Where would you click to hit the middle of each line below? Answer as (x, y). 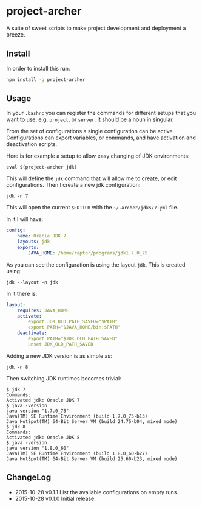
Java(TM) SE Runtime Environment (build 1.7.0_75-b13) (77, 416)
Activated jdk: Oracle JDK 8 (43, 437)
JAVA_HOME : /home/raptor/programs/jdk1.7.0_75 (88, 253)
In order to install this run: (38, 68)
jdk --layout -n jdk (32, 282)
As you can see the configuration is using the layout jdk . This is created (96, 264)
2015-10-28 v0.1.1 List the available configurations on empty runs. (97, 492)
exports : (28, 248)
